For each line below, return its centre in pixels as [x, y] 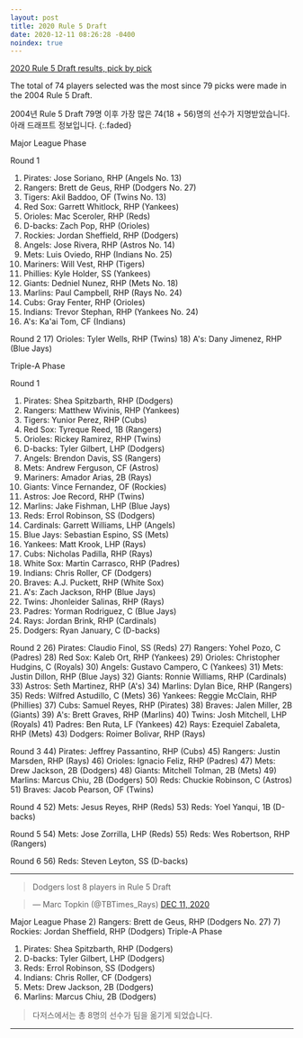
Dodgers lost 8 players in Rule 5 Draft [102, 887]
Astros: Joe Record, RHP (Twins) [84, 497]
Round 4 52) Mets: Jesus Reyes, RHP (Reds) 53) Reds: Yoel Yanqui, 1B [140, 808]
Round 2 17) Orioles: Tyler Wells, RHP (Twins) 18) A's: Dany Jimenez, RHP [146, 339]
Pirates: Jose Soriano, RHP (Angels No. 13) [102, 178]
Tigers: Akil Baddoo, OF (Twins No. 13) [95, 197]
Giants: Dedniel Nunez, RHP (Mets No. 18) [101, 284]
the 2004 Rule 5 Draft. [51, 95]
